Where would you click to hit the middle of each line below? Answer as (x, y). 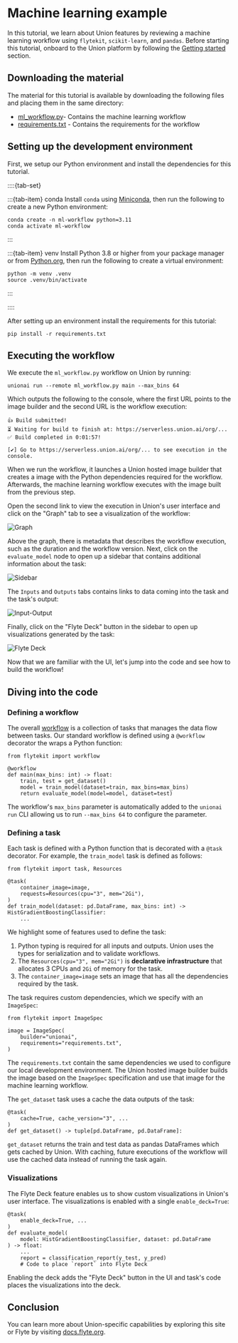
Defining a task (34, 832)
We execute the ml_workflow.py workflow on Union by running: (99, 373)
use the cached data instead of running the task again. (87, 1160)
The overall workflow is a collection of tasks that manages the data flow (113, 728)
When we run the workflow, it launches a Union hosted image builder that (115, 469)
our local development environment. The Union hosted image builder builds (118, 1071)
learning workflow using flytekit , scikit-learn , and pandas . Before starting (118, 40)
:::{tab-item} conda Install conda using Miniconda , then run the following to (116, 199)
